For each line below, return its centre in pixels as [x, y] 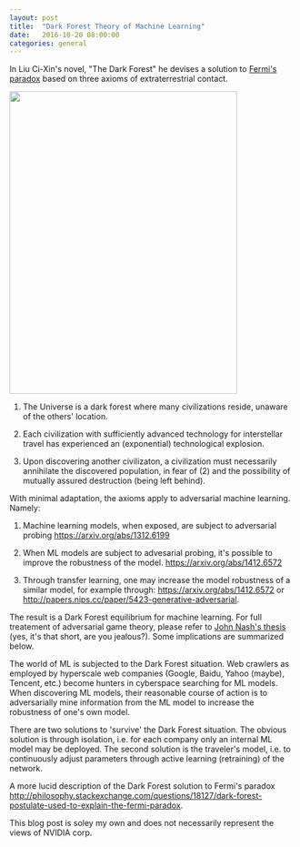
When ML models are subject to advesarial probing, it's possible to [147, 553]
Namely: [25, 508]
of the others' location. [65, 417]
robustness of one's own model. [70, 712]
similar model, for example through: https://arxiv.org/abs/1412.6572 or [153, 590]
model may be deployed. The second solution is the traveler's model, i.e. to [150, 749]
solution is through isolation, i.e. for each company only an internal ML [141, 740]
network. [26, 769]
